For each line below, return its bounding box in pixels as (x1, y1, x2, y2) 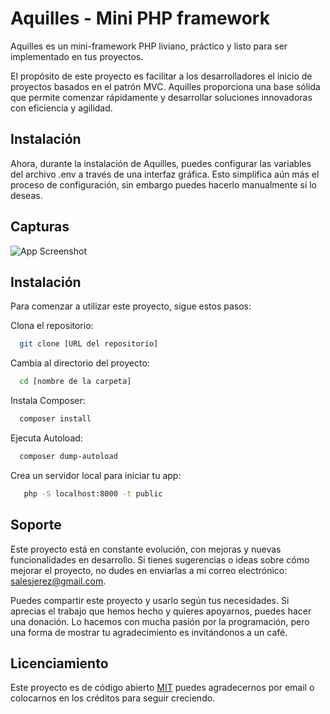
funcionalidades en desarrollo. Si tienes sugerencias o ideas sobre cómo (10, 553, 310, 566)
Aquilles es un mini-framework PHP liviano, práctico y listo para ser (10, 40, 288, 52)
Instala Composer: (10, 395, 86, 407)
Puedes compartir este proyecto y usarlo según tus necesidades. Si (10, 594, 290, 606)
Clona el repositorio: (10, 320, 94, 332)
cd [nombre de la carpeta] (19, 377, 132, 387)
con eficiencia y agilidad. (10, 102, 113, 114)
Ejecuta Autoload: (10, 432, 83, 444)
